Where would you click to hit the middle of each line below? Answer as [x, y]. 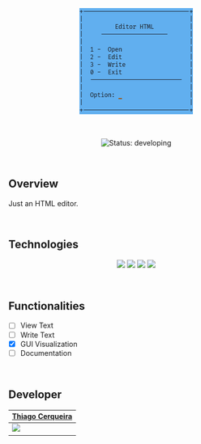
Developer [35, 395]
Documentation [46, 353]
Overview [34, 184]
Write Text [37, 335]
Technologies [44, 245]
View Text [37, 326]
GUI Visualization [49, 344]
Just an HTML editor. [43, 203]
